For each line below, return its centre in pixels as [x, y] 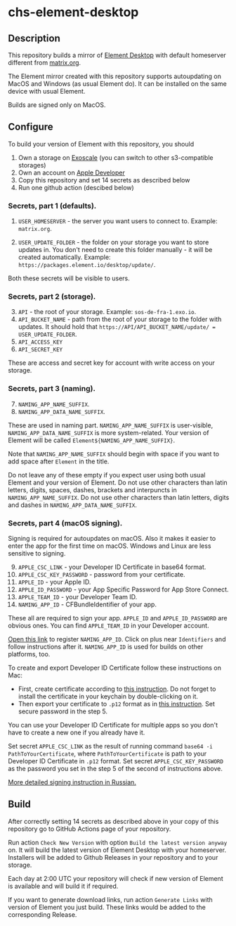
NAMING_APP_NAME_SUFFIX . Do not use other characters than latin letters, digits [119, 497]
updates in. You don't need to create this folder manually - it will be [115, 250]
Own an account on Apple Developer [72, 173]
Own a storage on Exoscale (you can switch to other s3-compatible [116, 157]
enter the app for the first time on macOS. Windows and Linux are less [110, 546]
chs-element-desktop [73, 12]
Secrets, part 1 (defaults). [52, 206]
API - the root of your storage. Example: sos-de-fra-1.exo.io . [107, 312]
